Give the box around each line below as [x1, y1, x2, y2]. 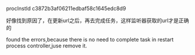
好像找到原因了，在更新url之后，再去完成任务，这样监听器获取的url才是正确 [6, 17, 190, 24]
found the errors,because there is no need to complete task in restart [6, 36, 174, 43]
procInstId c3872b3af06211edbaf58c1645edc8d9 [6, 5, 127, 12]
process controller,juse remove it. [6, 42, 87, 49]
